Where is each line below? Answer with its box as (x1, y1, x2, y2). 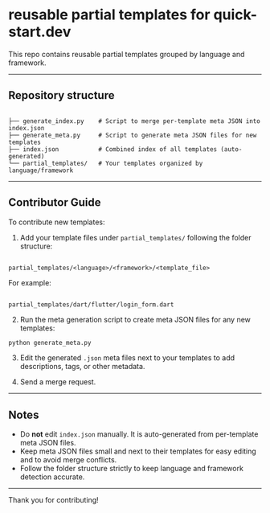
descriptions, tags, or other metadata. (19, 362, 145, 371)
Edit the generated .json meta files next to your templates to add (19, 353, 235, 363)
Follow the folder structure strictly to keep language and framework (19, 464, 243, 474)
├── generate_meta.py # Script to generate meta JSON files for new (8, 131, 257, 139)
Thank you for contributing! (8, 495, 99, 505)
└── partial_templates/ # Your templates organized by (8, 159, 203, 167)
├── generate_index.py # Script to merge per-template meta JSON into (8, 117, 261, 125)
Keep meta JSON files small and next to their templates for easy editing (19, 446, 257, 456)
